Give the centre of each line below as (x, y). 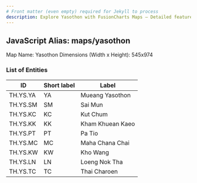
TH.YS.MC (23, 143)
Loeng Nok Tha (102, 162)
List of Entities (27, 70)
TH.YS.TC (23, 171)
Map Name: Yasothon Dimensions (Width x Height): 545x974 (80, 55)
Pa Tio (89, 133)
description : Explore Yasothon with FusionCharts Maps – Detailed (89, 17)
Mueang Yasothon (106, 95)
